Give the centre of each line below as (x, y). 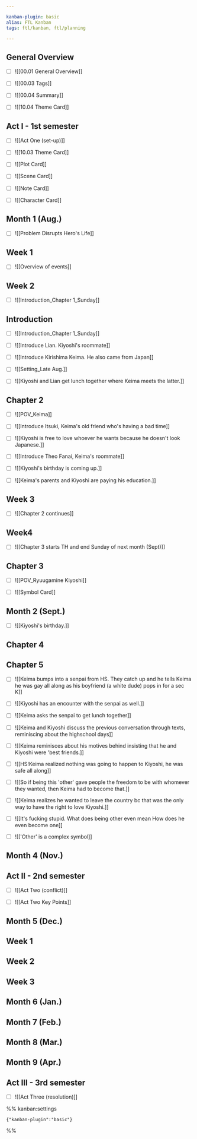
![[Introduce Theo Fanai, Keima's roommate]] (70, 456)
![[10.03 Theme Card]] (42, 153)
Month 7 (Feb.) (34, 1022)
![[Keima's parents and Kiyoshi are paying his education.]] (85, 480)
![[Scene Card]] (34, 176)
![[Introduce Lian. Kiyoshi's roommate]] (62, 346)
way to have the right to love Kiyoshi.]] (62, 807)
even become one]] (39, 825)
